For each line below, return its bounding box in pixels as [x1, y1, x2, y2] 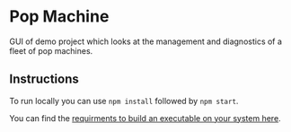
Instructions [9, 72, 79, 87]
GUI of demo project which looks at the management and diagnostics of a [9, 36, 283, 47]
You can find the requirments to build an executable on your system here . [9, 112, 281, 123]
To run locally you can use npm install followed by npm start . [9, 95, 239, 106]
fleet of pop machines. [9, 45, 93, 56]
